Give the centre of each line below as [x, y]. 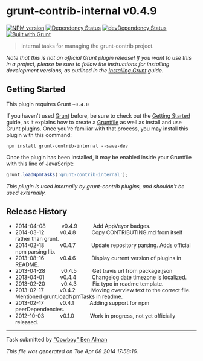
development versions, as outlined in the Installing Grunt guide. [85, 70]
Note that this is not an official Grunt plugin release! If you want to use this [99, 57]
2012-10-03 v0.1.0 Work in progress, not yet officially [95, 316]
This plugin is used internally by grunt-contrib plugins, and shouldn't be [95, 186]
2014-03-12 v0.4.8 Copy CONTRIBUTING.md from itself [99, 232]
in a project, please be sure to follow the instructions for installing [88, 64]
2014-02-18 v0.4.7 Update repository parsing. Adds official [103, 245]
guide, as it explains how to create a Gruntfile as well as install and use [94, 122]
